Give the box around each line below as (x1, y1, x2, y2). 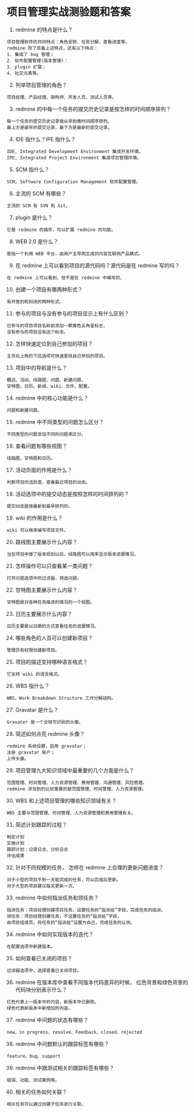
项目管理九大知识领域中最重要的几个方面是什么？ (15, 767, 134, 774)
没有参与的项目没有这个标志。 (6, 329, 68, 335)
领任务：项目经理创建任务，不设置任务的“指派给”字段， (6, 913, 122, 919)
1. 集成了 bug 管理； (6, 51, 55, 57)
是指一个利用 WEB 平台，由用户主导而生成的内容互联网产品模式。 (6, 250, 143, 257)
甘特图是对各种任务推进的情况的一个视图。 (6, 599, 95, 605)
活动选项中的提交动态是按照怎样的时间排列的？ (15, 490, 129, 497)
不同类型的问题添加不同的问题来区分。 (6, 431, 86, 437)
